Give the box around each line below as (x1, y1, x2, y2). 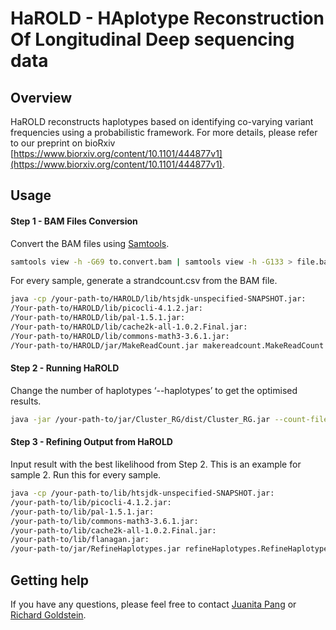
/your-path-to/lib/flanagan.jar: (10, 535, 150, 545)
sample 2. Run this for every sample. (10, 469, 162, 481)
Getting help (10, 572, 89, 589)
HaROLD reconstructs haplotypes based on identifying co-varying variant (10, 116, 314, 127)
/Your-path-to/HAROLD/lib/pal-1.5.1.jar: (10, 313, 186, 323)
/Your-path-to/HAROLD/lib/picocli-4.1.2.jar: (10, 303, 203, 314)
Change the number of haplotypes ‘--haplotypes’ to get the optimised (10, 384, 298, 396)
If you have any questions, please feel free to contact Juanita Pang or (10, 598, 297, 610)
